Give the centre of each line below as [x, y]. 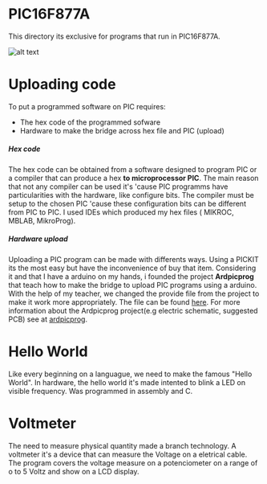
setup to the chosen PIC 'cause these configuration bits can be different [127, 203]
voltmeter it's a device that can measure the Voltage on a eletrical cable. [128, 454]
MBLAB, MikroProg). [42, 220]
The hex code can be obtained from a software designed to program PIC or [133, 169]
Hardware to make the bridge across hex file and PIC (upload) [122, 130]
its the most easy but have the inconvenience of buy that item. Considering [132, 268]
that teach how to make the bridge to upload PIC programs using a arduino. [133, 285]
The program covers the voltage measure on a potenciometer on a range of [133, 462]
